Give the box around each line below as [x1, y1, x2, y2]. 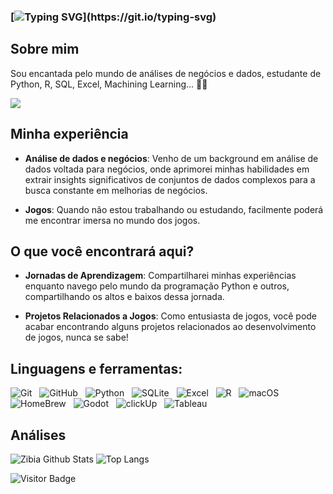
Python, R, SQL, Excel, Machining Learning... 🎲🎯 [10, 78, 208, 90]
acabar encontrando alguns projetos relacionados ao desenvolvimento [24, 321, 317, 333]
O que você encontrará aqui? [10, 243, 195, 260]
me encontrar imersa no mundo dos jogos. [24, 214, 201, 226]
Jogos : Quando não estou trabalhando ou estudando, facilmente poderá [24, 203, 324, 215]
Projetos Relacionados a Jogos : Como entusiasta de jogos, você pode [24, 310, 318, 322]
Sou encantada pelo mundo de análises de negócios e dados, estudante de [10, 67, 322, 79]
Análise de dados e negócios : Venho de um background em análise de [24, 152, 319, 164]
